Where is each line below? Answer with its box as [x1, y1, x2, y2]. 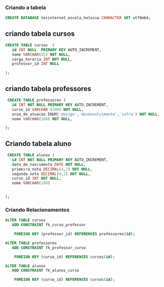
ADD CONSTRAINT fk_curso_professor [11, 223, 86, 228]
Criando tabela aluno [5, 139, 71, 148]
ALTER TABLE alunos [5, 263, 46, 268]
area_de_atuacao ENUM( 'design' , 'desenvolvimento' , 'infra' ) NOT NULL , [11, 112, 160, 117]
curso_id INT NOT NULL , [11, 176, 61, 181]
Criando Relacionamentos [5, 206, 70, 213]
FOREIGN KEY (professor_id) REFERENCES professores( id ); [14, 232, 135, 237]
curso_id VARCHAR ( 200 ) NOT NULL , [11, 107, 84, 112]
